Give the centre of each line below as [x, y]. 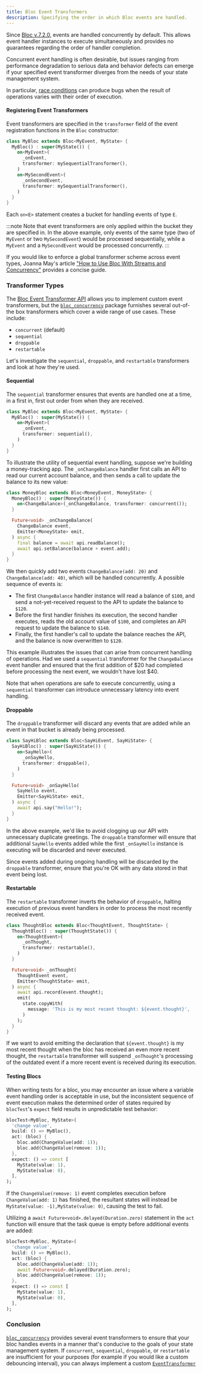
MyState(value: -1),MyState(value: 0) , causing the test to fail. [85, 1206]
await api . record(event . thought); [60, 992]
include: [16, 318]
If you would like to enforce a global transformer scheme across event [93, 257]
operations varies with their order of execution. [65, 97]
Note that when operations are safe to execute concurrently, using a [91, 683]
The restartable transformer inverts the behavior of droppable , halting [94, 901]
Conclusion [24, 1324]
